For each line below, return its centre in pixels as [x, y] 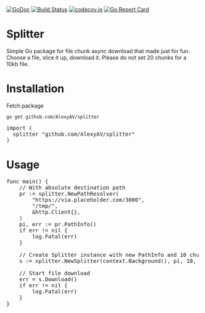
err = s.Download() [48, 279]
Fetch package [25, 105]
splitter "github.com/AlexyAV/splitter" [74, 134]
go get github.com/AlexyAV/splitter [53, 117]
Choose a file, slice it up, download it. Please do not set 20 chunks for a [96, 57]
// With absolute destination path [72, 187]
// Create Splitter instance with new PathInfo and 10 [103, 255]
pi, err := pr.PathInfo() [58, 224]
